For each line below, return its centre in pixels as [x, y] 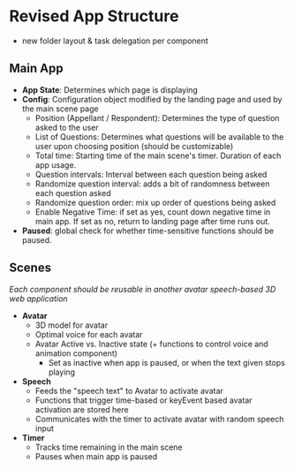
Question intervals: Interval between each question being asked [151, 174]
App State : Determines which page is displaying [110, 89]
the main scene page [60, 109]
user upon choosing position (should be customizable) [134, 146]
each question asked [73, 193]
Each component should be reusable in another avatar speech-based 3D [143, 289]
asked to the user [67, 127]
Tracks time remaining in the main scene [109, 447]
